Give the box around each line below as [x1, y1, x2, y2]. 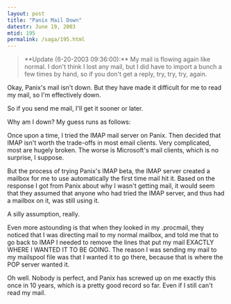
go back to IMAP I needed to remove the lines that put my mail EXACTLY [7, 238, 214, 247]
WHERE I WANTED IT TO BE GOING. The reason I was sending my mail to [7, 246, 217, 254]
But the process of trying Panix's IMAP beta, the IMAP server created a [7, 167, 210, 175]
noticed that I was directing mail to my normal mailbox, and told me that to [7, 231, 219, 239]
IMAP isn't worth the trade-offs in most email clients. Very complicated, [7, 138, 212, 147]
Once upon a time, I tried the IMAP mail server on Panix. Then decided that [7, 131, 221, 140]
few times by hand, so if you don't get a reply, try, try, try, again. [24, 70, 207, 79]
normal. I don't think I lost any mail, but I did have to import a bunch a [24, 63, 222, 71]
